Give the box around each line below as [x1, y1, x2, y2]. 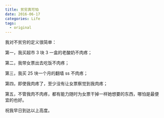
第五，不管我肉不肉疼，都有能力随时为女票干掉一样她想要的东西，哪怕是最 [5, 91, 155, 97]
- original [9, 25, 32, 30]
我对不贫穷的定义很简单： [5, 39, 57, 45]
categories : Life [5, 16, 41, 21]
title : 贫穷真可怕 [5, 7, 39, 12]
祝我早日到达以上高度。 [5, 108, 52, 114]
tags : [5, 20, 16, 26]
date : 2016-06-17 [5, 12, 41, 17]
